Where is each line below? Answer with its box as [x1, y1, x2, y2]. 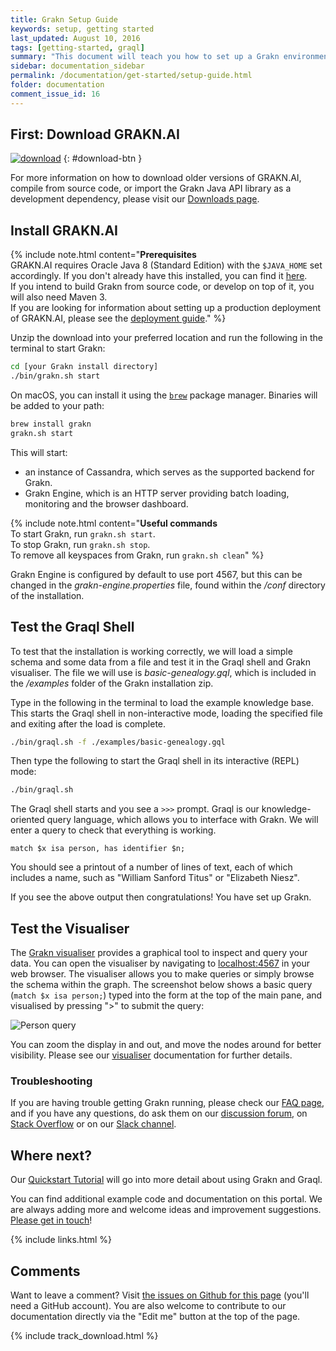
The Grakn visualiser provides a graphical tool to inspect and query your [10, 947, 308, 959]
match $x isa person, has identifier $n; [10, 844, 186, 854]
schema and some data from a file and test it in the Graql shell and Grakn [10, 656, 312, 668]
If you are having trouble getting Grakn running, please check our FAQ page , [10, 1097, 325, 1109]
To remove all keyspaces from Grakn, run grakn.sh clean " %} [10, 549, 265, 561]
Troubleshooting [10, 1074, 93, 1088]
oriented [10, 814, 45, 826]
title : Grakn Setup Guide [10, 14, 118, 25]
